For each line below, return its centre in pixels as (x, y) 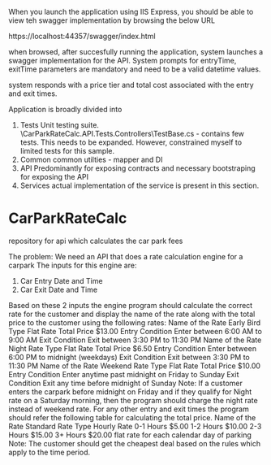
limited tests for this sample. (67, 151)
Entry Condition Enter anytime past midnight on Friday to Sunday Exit (124, 374)
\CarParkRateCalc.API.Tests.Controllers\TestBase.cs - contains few (132, 134)
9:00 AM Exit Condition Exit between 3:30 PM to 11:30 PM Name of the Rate (135, 340)
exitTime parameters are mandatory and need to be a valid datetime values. (135, 69)
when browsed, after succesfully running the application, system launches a (136, 52)
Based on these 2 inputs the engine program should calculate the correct (131, 305)
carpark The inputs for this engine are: (73, 265)
